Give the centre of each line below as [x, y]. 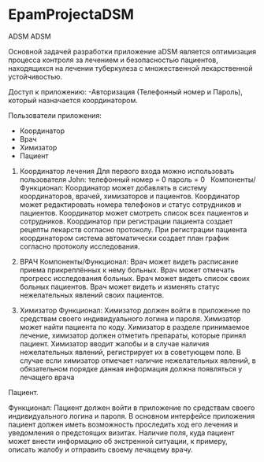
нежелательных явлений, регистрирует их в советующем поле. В [130, 352]
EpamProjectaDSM [71, 15]
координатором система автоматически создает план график [125, 238]
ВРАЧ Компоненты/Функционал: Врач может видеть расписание [129, 261]
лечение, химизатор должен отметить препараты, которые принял [133, 335]
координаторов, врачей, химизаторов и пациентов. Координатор [130, 196]
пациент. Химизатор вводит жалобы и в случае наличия [114, 343]
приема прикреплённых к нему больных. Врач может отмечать [127, 270]
